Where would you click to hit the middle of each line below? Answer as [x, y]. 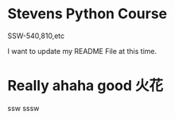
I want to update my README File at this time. [82, 51]
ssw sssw [23, 108]
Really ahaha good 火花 [86, 86]
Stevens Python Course [87, 14]
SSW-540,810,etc [36, 36]
